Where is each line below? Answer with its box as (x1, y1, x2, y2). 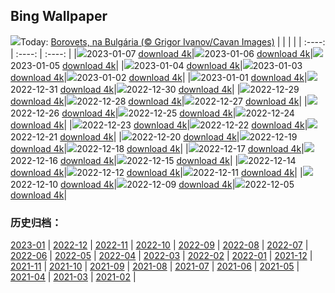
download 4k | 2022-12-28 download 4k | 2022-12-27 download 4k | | (10, 95, 308, 107)
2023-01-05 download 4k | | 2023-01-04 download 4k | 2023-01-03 (10, 59, 303, 71)
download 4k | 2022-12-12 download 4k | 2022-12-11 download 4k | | (10, 166, 303, 178)
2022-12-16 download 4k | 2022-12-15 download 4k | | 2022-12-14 (10, 154, 297, 166)
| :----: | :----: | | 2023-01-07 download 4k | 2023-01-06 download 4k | (10, 47, 314, 59)
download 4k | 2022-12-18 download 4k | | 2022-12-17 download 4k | (10, 142, 305, 154)
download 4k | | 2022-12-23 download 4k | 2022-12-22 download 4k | (10, 119, 308, 131)
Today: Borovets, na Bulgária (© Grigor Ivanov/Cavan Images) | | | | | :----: (20, 35, 326, 48)
